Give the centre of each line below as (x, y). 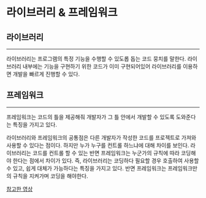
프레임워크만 (183, 168)
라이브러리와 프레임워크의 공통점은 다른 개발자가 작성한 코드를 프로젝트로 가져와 (101, 137)
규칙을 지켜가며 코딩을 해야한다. (50, 176)
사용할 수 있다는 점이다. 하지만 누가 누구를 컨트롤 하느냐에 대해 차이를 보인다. (98, 145)
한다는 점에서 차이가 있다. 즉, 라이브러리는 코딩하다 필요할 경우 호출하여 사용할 (106, 161)
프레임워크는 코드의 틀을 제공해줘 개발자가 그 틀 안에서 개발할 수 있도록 (90, 116)
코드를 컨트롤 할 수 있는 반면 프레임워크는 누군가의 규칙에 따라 (106, 153)
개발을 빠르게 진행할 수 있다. (46, 74)
